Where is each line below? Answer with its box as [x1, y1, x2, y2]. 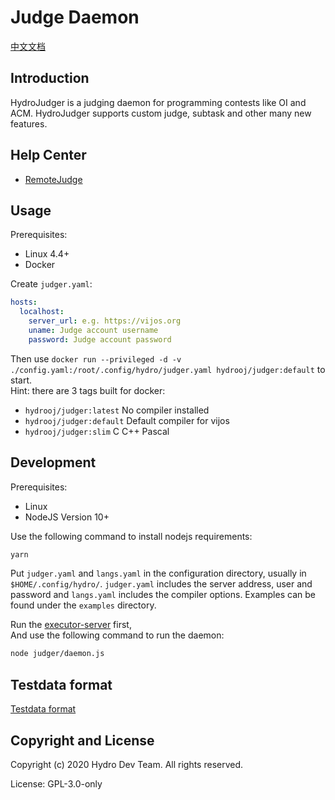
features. [10, 117, 48, 130]
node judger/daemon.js [10, 649, 105, 659]
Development [10, 454, 97, 471]
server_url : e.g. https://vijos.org [28, 316, 182, 326]
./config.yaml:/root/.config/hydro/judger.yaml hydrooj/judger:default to [10, 363, 326, 375]
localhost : [19, 307, 65, 317]
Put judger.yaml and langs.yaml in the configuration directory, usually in [10, 567, 307, 580]
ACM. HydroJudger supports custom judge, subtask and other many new [10, 107, 312, 119]
